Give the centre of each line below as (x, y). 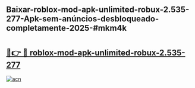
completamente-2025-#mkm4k (66, 28)
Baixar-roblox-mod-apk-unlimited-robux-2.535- (98, 10)
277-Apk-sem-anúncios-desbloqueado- (83, 19)
